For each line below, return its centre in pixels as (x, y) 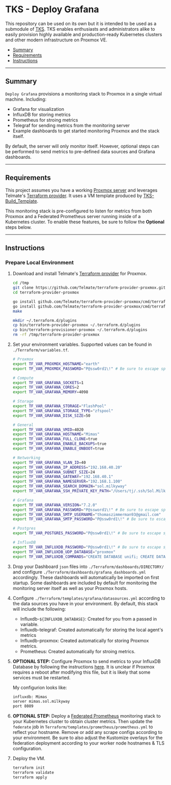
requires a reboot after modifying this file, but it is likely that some (81, 672)
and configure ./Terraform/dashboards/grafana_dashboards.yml (79, 572)
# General (23, 425)
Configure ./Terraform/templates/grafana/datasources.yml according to (89, 598)
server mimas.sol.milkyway (41, 701)
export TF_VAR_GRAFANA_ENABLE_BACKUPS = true (60, 444)
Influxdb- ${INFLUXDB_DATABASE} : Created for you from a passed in (88, 619)
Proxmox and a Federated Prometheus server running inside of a (73, 216)
